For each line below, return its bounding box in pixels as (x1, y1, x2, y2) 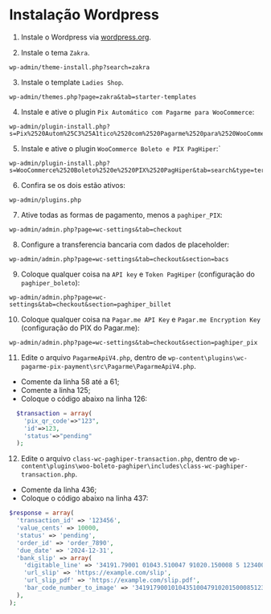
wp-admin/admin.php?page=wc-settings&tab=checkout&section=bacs (9, 255, 229, 263)
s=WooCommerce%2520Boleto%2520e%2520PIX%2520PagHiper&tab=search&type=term (9, 166, 269, 174)
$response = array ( (9, 509, 75, 518)
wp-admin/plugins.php (9, 195, 82, 204)
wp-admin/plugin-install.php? (9, 159, 111, 167)
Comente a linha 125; (20, 385, 91, 395)
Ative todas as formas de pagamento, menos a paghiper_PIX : (20, 210, 224, 219)
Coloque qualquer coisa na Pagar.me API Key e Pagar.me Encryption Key (20, 314, 261, 324)
